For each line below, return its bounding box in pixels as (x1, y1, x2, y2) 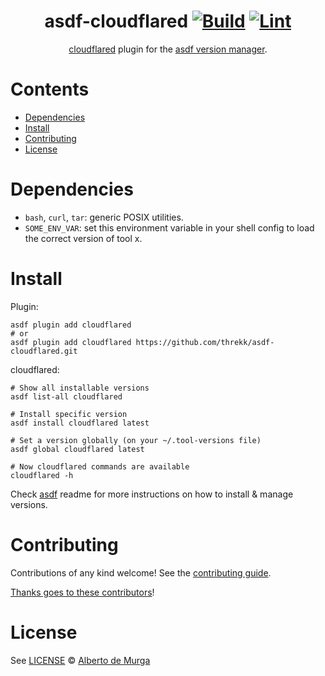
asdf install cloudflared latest (10, 418, 150, 428)
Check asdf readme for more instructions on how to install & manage (10, 488, 294, 500)
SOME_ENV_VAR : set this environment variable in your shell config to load (24, 221, 315, 234)
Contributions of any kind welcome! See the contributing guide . (10, 566, 272, 579)
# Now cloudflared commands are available (10, 461, 190, 472)
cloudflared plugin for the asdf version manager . (68, 43, 268, 55)
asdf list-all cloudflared (10, 391, 123, 402)
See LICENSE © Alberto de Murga (10, 654, 151, 666)
